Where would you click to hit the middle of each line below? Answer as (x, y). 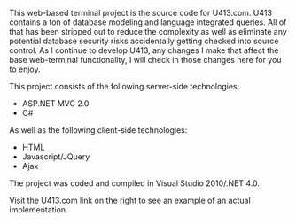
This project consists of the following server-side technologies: (125, 86)
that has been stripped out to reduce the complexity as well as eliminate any (148, 31)
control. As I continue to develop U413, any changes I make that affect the (144, 50)
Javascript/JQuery (56, 157)
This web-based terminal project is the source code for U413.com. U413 (141, 13)
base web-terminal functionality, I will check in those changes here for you (145, 60)
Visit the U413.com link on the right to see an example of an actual (130, 200)
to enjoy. (25, 69)
